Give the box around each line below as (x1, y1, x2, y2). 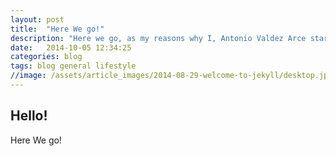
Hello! (10, 107, 48, 125)
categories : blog (10, 52, 83, 62)
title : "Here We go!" (10, 24, 105, 34)
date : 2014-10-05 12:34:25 (10, 42, 132, 53)
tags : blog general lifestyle (10, 61, 137, 71)
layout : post (10, 14, 65, 25)
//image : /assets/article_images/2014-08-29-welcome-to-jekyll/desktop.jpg (10, 71, 333, 81)
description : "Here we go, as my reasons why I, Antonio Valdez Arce (10, 33, 307, 43)
